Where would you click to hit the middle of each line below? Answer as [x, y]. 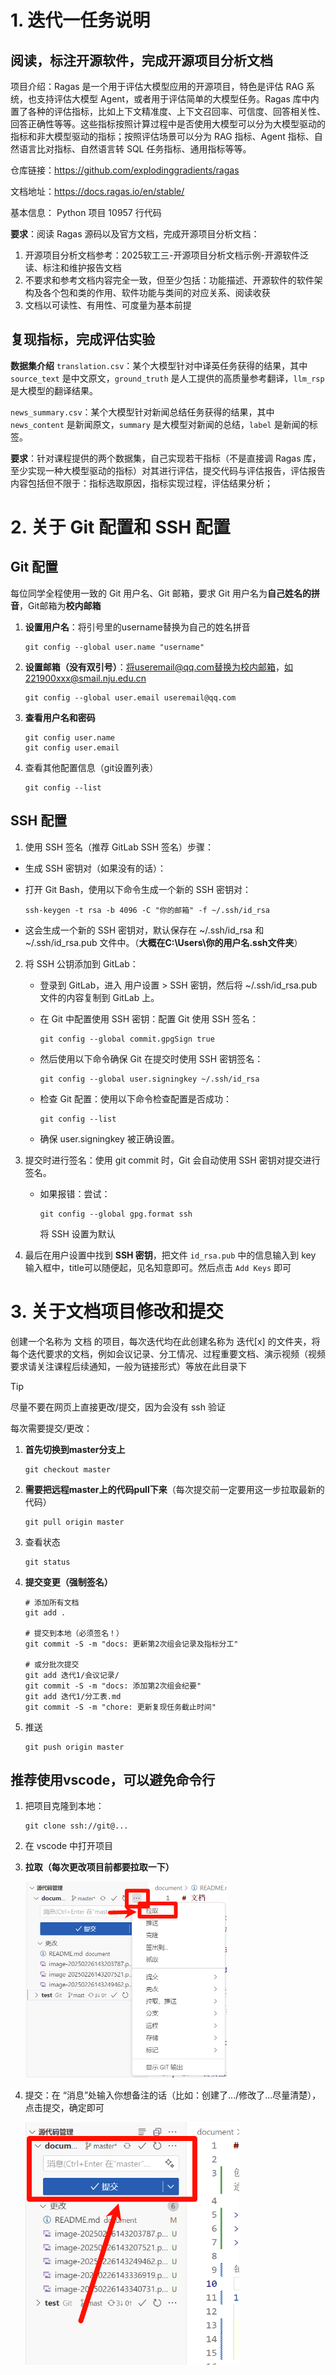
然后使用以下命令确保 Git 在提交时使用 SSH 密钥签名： [151, 1058]
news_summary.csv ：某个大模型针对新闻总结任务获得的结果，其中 [142, 412]
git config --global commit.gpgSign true [127, 1039]
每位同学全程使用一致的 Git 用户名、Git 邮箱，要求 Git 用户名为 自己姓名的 [161, 593]
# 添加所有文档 [52, 1602]
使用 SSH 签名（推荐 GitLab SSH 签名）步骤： [119, 847]
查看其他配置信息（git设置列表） [91, 767]
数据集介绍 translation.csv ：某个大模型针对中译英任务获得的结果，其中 [159, 365]
